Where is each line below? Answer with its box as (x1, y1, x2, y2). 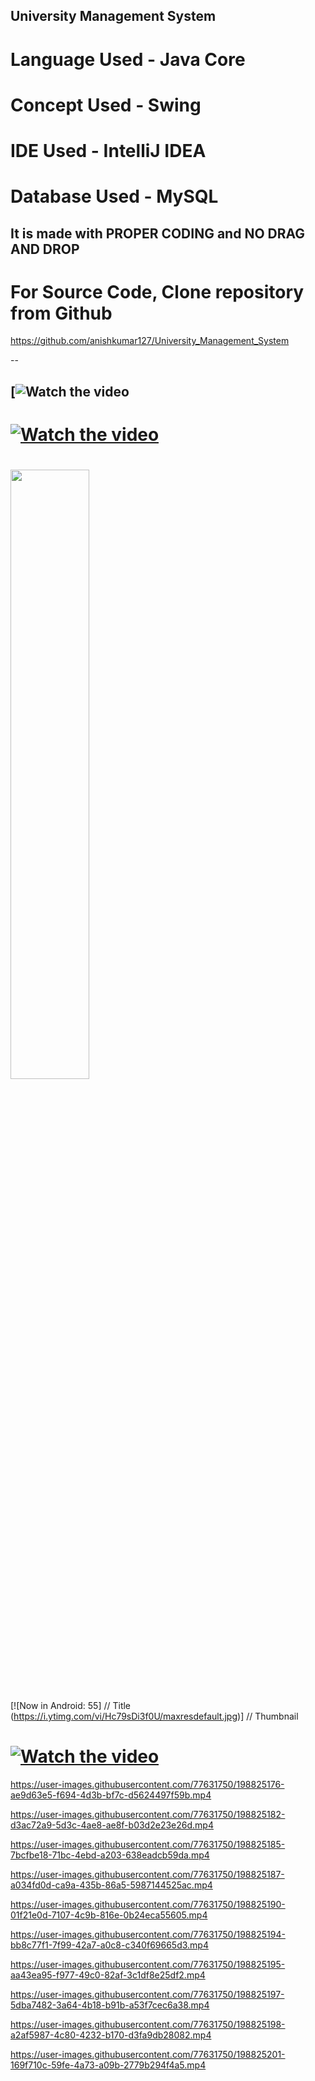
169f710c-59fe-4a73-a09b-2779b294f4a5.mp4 (10, 2059, 207, 2071)
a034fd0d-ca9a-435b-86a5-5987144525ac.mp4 (10, 1879, 213, 1891)
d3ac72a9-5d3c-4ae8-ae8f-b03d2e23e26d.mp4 (10, 1819, 214, 1831)
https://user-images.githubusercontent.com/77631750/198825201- (10, 2048, 286, 2060)
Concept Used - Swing (10, 94, 202, 116)
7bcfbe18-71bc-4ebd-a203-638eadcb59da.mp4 (10, 1849, 210, 1861)
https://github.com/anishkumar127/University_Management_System (10, 335, 290, 347)
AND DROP (10, 240, 80, 258)
